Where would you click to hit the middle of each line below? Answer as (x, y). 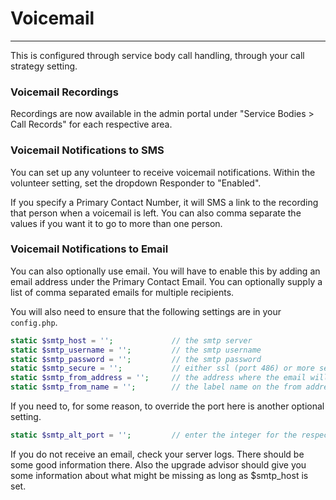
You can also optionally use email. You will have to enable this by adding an (165, 271)
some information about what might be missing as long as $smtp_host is (159, 475)
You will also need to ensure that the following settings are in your (146, 311)
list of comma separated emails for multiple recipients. (122, 292)
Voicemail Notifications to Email (89, 249)
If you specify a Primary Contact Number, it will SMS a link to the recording (164, 202)
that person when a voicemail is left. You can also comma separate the (156, 213)
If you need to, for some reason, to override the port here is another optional (167, 406)
